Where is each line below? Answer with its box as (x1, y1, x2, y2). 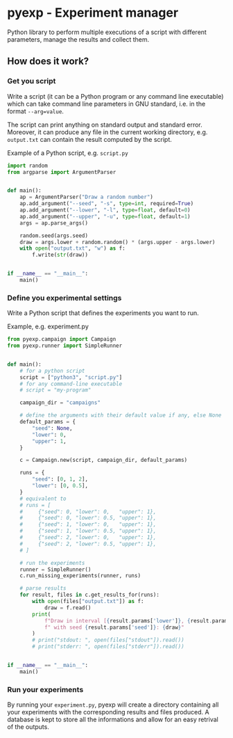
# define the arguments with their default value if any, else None (19, 412, 222, 419)
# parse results (19, 585, 67, 592)
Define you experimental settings (7, 293, 122, 303)
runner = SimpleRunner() (19, 565, 92, 573)
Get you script (7, 77, 56, 86)
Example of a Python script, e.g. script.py (7, 148, 128, 157)
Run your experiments (7, 684, 84, 694)
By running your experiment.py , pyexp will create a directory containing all (7, 700, 219, 709)
